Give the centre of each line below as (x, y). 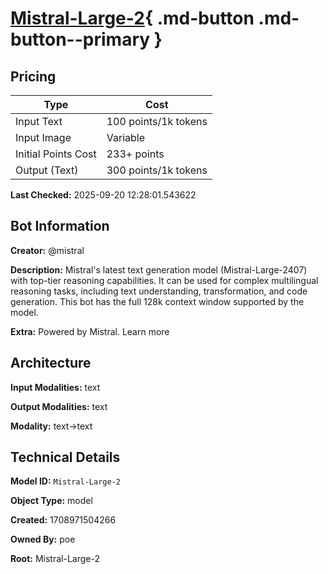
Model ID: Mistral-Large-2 (65, 481)
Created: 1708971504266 (63, 520)
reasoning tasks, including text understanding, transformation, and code (159, 291)
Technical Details (65, 457)
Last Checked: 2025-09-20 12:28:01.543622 (103, 195)
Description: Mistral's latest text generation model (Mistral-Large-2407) (159, 269)
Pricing (33, 76)
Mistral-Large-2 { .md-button (132, 18)
